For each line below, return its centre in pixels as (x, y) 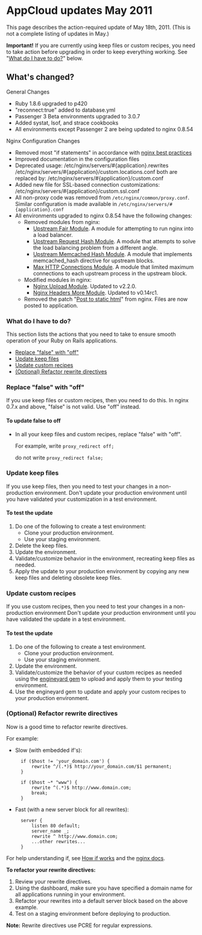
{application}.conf (39, 210)
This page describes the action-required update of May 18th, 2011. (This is (99, 27)
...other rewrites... (58, 841)
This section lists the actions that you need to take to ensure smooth (91, 334)
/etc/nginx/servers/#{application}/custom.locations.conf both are (96, 172)
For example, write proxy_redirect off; (65, 446)
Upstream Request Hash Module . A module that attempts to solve (114, 241)
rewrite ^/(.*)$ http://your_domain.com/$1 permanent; (102, 766)
